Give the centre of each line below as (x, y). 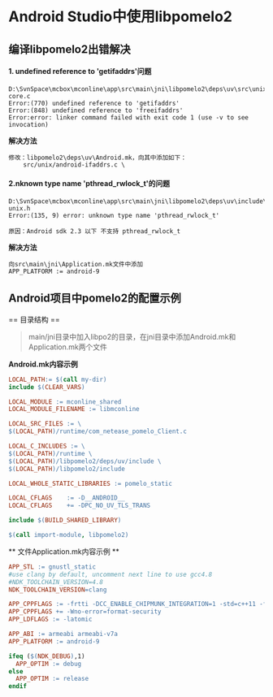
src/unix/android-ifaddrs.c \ (74, 165)
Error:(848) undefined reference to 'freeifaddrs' (96, 110)
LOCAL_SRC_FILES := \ (45, 424)
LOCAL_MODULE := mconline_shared (65, 402)
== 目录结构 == (34, 319)
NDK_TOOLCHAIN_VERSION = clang (58, 590)
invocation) (28, 124)
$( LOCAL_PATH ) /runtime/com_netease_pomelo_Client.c (97, 431)
